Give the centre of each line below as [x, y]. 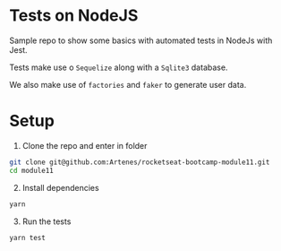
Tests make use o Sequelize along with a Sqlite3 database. [119, 67]
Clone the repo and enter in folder [85, 145]
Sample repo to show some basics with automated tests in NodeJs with [141, 40]
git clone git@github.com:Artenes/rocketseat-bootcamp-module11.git [140, 162]
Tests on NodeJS [74, 16]
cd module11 [31, 170]
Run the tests [47, 221]
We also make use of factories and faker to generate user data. [128, 84]
